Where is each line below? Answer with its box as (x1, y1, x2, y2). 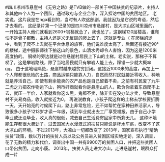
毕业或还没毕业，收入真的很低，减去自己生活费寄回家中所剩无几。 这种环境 (5, 115, 157, 120)
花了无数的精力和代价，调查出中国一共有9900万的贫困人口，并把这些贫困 (5, 139, 154, 145)
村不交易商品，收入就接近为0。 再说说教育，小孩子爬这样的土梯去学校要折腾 (5, 96, 160, 102)
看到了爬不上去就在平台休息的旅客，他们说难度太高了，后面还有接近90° (13, 41, 159, 47)
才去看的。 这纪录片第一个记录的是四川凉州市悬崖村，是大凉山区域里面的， (5, 23, 157, 28)
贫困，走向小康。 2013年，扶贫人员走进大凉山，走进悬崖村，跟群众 (18, 145, 154, 151)
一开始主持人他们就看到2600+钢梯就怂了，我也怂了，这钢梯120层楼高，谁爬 (5, 29, 160, 34)
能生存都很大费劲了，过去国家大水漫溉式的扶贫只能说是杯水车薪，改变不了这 (5, 121, 160, 127)
